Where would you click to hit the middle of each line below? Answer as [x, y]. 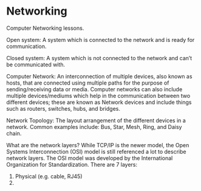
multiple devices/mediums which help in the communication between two [98, 95]
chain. [14, 133]
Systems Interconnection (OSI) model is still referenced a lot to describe [96, 151]
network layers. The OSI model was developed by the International [90, 158]
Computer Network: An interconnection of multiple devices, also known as [99, 76]
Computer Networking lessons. [45, 28]
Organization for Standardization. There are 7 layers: [72, 164]
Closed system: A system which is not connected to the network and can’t [99, 58]
